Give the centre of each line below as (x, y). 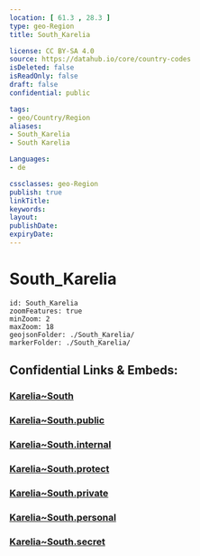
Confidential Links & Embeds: (94, 370)
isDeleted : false (42, 68)
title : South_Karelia (50, 34)
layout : (24, 218)
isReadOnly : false (44, 76)
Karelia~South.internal (60, 444)
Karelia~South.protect (59, 468)
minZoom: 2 (30, 319)
